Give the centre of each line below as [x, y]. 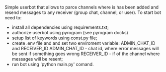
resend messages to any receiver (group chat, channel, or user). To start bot [83, 12]
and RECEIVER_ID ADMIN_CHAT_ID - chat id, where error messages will [85, 48]
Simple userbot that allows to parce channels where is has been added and [82, 7]
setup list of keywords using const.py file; [54, 38]
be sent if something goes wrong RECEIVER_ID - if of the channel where [86, 54]
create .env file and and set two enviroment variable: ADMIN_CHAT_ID [83, 43]
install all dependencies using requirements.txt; [60, 27]
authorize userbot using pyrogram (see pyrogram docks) [70, 33]
